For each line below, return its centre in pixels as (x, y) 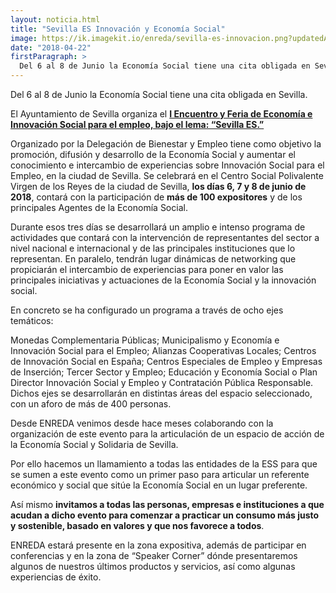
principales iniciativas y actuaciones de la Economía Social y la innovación (163, 280)
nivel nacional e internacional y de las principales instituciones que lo (153, 248)
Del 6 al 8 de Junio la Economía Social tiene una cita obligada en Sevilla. (159, 94)
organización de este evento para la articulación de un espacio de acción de (167, 434)
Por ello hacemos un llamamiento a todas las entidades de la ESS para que (164, 464)
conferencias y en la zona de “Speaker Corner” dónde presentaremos (154, 555)
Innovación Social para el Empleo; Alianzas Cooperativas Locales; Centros (163, 350)
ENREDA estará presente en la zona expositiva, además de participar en (158, 545)
